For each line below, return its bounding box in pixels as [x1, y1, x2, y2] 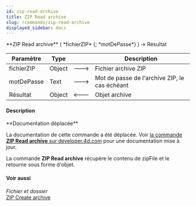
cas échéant [94, 81, 129, 89]
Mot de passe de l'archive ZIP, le [94, 74, 185, 82]
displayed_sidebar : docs [6, 25, 66, 31]
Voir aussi [6, 174, 31, 181]
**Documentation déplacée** [6, 120, 79, 127]
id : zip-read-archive [6, 8, 59, 15]
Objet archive [94, 91, 132, 99]
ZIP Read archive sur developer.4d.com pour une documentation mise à [6, 138, 180, 145]
